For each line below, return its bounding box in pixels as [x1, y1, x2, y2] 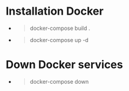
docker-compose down [29, 78, 89, 85]
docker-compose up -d [29, 36, 89, 43]
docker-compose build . [29, 24, 90, 32]
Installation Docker [6, 4, 104, 18]
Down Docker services [6, 58, 123, 71]
